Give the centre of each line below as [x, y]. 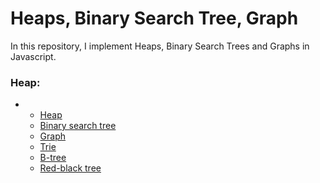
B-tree [53, 158]
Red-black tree [70, 168]
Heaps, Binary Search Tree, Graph [154, 18]
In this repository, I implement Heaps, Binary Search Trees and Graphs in [160, 46]
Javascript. [33, 56]
